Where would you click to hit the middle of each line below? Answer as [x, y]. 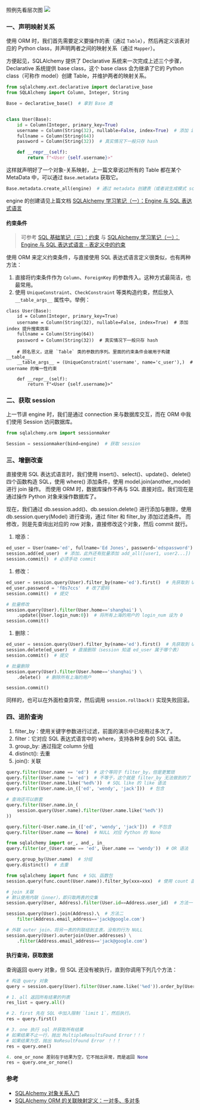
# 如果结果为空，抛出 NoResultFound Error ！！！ [63, 1041]
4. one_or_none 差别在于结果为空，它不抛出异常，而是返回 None [77, 1057]
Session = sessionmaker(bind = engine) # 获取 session [74, 444]
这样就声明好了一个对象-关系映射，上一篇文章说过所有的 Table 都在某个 [94, 170]
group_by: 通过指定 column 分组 [54, 746]
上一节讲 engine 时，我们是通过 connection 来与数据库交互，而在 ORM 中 [96, 414]
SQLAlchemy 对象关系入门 [47, 1093]
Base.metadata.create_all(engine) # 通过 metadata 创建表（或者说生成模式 [96, 189]
